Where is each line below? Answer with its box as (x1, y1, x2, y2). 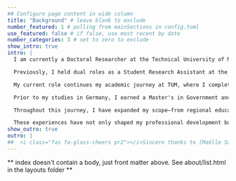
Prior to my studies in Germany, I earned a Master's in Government (13, 94, 218, 101)
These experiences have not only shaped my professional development (13, 119, 221, 126)
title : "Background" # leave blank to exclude (7, 17, 146, 24)
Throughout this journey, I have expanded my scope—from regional (13, 107, 212, 114)
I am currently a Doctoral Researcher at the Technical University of (13, 56, 225, 63)
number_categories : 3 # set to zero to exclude (7, 36, 150, 43)
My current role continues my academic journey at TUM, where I (13, 81, 206, 88)
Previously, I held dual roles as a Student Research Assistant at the (13, 68, 228, 76)
